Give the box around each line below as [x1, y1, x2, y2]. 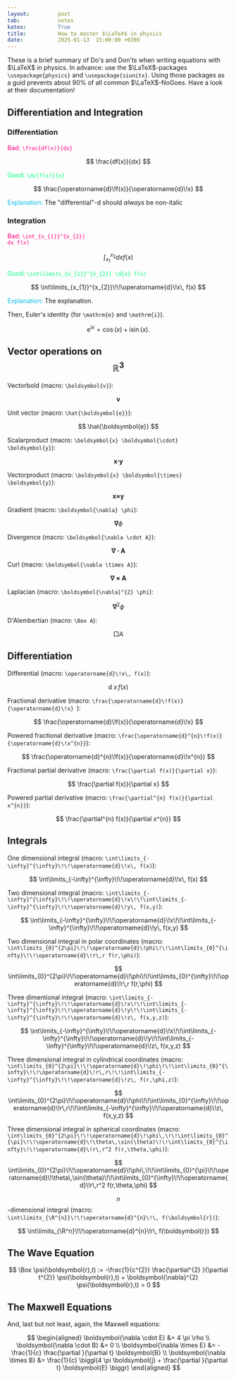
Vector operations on [7, 345, 102, 357]
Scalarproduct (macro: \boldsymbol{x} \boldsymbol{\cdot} [7, 436, 178, 444]
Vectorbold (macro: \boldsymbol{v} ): [7, 382, 114, 390]
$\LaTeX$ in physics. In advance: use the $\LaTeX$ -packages [7, 63, 188, 72]
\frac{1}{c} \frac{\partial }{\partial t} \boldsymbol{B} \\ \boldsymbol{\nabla [11, 1349, 226, 1357]
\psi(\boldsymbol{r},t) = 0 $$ [76, 1281, 161, 1289]
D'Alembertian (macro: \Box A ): [7, 616, 97, 625]
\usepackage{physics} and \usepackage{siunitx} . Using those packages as [7, 71, 225, 80]
